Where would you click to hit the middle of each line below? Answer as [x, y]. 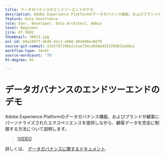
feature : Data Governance [31, 19]
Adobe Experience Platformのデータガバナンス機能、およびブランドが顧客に [82, 117]
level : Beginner [22, 28]
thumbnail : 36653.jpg [27, 37]
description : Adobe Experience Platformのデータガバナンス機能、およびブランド [82, 14]
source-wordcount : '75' [29, 55]
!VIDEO [24, 139]
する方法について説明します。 [39, 129]
